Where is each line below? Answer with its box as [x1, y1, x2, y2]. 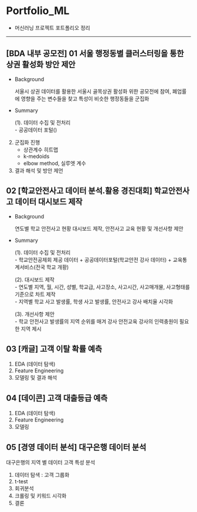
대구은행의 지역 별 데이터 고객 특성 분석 [6, 459, 96, 466]
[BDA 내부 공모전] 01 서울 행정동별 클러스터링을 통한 [6, 49, 184, 59]
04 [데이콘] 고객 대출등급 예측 [6, 393, 108, 403]
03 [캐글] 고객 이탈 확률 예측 [6, 343, 103, 353]
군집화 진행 [14, 139, 40, 146]
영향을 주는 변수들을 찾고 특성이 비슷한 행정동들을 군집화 [21, 95, 150, 102]
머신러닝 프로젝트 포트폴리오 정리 [14, 24, 90, 31]
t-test [14, 478, 28, 485]
